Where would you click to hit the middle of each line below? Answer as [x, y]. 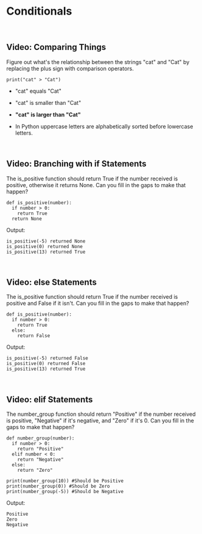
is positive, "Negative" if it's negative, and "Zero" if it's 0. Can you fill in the [100, 421]
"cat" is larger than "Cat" [48, 115]
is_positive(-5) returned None [46, 241]
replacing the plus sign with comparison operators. [70, 68]
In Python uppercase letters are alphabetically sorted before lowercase [104, 126]
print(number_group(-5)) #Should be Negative [65, 492]
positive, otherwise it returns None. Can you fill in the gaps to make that [96, 185]
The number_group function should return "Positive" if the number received [101, 414]
